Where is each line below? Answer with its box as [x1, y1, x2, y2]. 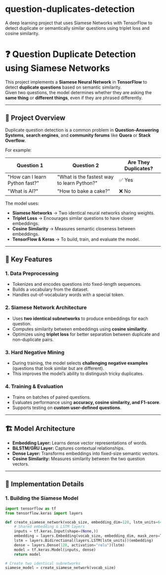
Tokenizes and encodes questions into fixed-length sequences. [12, 281, 142, 287]
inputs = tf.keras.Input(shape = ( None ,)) [14, 529, 98, 534]
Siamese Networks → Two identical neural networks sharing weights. [12, 209, 155, 216]
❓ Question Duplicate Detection [5, 49, 136, 60]
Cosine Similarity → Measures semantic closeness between [12, 225, 136, 231]
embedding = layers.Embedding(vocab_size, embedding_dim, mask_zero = [14, 533, 161, 538]
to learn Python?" [57, 179, 98, 186]
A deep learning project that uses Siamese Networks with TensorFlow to [5, 20, 153, 26]
